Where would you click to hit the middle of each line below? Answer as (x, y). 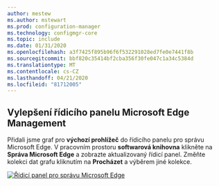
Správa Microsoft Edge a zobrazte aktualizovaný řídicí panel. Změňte (106, 155)
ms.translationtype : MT (42, 65)
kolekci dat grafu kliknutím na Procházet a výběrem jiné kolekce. (100, 162)
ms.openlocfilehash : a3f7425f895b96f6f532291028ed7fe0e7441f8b (100, 53)
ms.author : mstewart (37, 20)
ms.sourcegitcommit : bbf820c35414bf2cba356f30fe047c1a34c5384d (100, 59)
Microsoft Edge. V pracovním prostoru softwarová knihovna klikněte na (110, 147)
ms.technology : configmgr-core (52, 33)
